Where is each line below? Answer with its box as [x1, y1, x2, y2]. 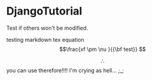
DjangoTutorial [6, 4, 82, 18]
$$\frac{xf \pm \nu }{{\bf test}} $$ [59, 45, 147, 53]
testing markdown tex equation [6, 36, 84, 43]
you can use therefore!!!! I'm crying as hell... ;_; [6, 67, 124, 74]
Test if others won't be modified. [6, 24, 89, 32]
